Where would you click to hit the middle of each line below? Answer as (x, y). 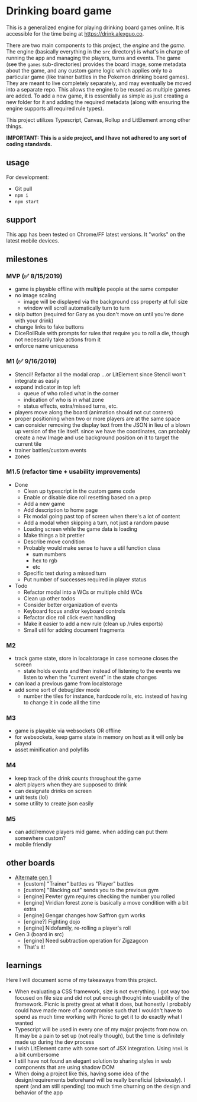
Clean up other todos (49, 598)
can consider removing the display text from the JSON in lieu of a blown (102, 425)
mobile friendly (33, 845)
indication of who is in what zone (64, 399)
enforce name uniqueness (46, 346)
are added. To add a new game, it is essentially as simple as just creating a (97, 96)
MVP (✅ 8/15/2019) (34, 276)
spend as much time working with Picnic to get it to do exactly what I (98, 1016)
